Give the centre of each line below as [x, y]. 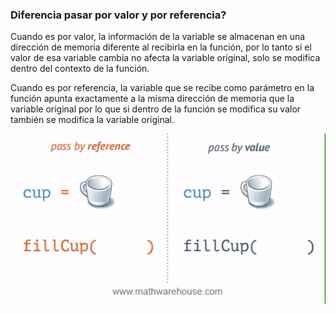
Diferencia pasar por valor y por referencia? [118, 15]
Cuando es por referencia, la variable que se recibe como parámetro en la [162, 88]
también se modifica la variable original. [92, 120]
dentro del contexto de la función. [80, 69]
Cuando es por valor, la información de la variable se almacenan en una [158, 37]
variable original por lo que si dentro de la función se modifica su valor [156, 109]
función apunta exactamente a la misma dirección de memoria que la [152, 99]
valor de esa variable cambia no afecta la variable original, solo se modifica [165, 58]
